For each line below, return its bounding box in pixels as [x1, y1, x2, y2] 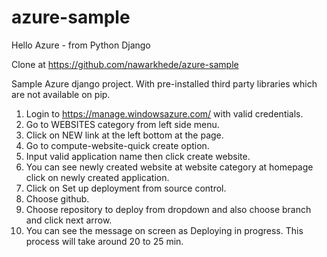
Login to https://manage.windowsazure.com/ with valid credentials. [25, 107, 304, 120]
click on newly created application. [25, 171, 170, 183]
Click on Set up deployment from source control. [25, 182, 227, 194]
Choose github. [25, 192, 90, 205]
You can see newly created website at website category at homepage [25, 161, 314, 173]
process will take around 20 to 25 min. [25, 235, 184, 247]
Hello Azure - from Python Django [11, 39, 151, 51]
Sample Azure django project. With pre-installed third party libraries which [11, 77, 318, 90]
